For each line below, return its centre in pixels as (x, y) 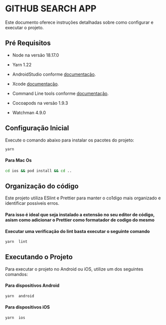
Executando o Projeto (39, 257)
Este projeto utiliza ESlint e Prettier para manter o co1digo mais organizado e (83, 198)
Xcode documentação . (35, 84)
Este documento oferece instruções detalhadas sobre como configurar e (79, 22)
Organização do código (42, 186)
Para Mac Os (19, 160)
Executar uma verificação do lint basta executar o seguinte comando (78, 231)
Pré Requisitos (28, 43)
